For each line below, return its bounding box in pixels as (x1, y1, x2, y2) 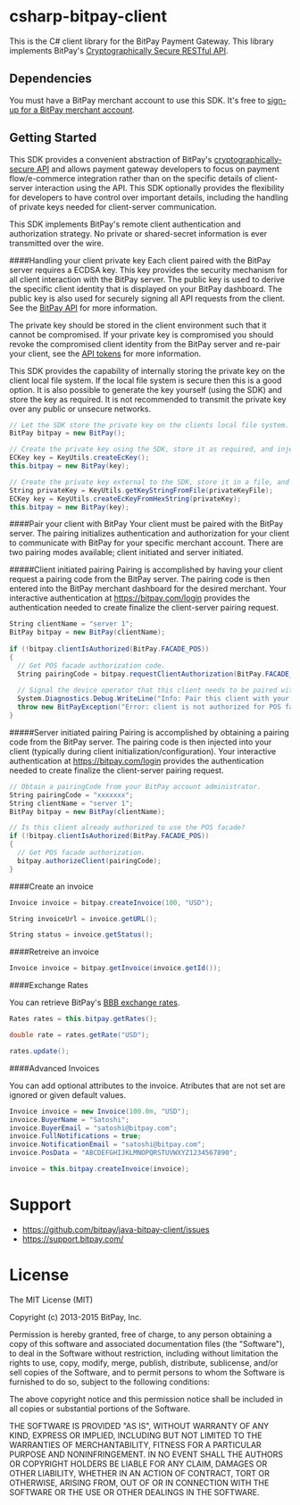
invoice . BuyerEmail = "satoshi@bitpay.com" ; (9, 1123, 178, 1133)
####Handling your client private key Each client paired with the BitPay (9, 254, 271, 265)
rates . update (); (9, 1046, 70, 1055)
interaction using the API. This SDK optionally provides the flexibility (35, 182, 285, 193)
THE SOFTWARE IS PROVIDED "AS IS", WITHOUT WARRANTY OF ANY (9, 1420, 270, 1431)
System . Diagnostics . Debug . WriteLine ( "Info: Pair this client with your (17, 694, 290, 703)
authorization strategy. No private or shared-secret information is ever (9, 228, 268, 238)
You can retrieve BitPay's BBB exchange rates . (9, 997, 180, 1008)
